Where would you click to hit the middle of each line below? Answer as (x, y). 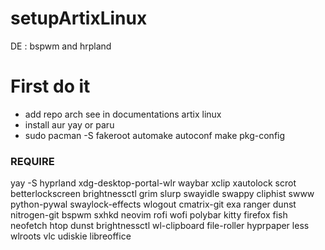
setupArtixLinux (79, 18)
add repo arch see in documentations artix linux (123, 114)
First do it (50, 86)
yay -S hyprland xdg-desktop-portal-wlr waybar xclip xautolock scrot (153, 183)
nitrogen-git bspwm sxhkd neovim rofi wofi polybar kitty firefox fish (149, 215)
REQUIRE (32, 161)
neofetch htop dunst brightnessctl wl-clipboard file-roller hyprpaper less (160, 226)
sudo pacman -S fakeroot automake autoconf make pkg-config (155, 135)
